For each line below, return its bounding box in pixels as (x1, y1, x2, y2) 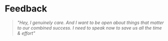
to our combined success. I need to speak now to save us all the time (17, 24, 162, 30)
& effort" (17, 30, 35, 36)
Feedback (5, 3, 48, 14)
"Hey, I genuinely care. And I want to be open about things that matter (17, 19, 164, 25)
